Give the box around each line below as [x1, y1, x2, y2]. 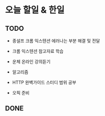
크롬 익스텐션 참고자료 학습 [12, 48, 64, 54]
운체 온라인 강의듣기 [12, 59, 51, 64]
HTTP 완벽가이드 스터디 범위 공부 [12, 79, 77, 85]
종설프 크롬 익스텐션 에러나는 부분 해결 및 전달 [12, 38, 100, 44]
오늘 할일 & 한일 [5, 4, 65, 16]
